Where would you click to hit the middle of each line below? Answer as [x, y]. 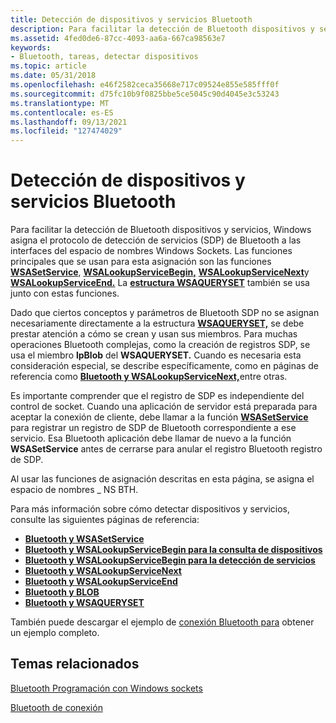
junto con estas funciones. [65, 293]
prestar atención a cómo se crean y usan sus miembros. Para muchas [154, 334]
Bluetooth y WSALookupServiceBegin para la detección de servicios [170, 560]
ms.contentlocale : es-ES [62, 112]
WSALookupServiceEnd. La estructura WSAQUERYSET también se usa [160, 283]
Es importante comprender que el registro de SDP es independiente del [157, 396]
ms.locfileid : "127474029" [66, 131]
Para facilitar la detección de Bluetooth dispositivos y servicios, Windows [161, 230]
